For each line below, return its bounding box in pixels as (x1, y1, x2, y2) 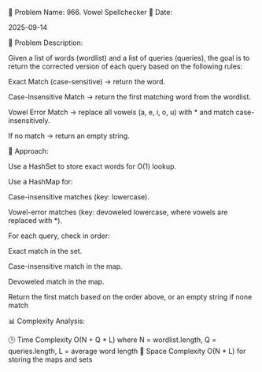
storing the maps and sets (8, 355, 93, 364)
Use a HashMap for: (8, 177, 73, 186)
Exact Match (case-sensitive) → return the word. (8, 77, 166, 86)
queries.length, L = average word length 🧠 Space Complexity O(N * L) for (8, 347, 246, 355)
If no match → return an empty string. (8, 131, 130, 140)
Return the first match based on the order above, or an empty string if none (8, 292, 253, 301)
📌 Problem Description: (8, 38, 83, 47)
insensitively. (8, 116, 50, 125)
